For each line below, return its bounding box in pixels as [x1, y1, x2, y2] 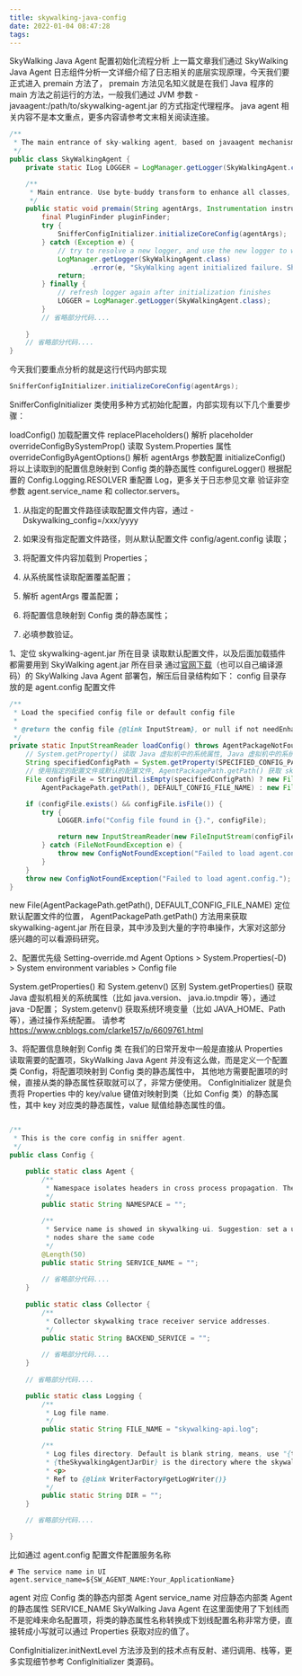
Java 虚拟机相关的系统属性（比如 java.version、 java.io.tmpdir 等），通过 [9, 992, 277, 1003]
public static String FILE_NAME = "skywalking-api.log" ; [41, 1425, 259, 1434]
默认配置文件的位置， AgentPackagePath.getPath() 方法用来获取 [9, 911, 248, 922]
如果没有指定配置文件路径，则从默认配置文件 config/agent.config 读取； [22, 534, 289, 544]
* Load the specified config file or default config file [13, 707, 235, 717]
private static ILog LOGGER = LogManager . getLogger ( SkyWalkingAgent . [25, 163, 292, 172]
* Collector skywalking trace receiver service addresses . [45, 1317, 271, 1326]
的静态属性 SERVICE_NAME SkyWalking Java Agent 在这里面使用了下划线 [9, 1603, 281, 1614]
